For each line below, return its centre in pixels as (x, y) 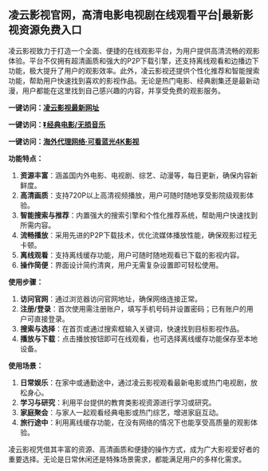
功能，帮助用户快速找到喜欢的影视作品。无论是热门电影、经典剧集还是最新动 (134, 80)
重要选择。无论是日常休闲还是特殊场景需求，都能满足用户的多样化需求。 (127, 459)
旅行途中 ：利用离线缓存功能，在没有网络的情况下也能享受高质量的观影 (135, 422)
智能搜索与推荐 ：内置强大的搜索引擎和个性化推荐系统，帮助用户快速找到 (138, 215)
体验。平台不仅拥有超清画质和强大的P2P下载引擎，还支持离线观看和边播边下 (134, 61)
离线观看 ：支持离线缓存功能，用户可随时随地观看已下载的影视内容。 (132, 255)
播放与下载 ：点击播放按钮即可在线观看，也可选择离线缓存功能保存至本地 (138, 339)
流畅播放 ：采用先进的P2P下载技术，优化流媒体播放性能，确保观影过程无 (138, 235)
